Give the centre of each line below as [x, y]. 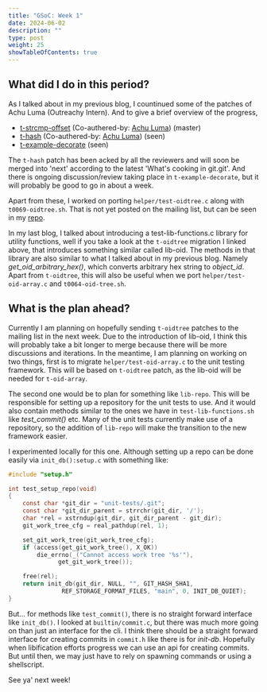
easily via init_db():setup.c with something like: [89, 460]
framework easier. [38, 436]
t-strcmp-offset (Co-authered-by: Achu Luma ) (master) [110, 127]
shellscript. [26, 664]
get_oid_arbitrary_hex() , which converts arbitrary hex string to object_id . [126, 266]
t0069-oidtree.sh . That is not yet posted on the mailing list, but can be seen [132, 209]
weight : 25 [26, 45]
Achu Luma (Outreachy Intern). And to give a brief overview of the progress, [133, 112]
